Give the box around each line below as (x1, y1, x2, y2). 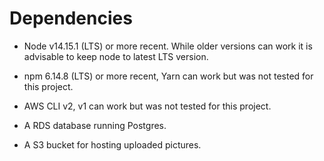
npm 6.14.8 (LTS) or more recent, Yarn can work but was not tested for (23, 70, 314, 82)
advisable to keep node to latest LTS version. (23, 50, 209, 62)
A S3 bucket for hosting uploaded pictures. (23, 138, 202, 151)
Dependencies (9, 7, 133, 30)
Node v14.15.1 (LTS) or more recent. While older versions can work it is (23, 40, 313, 52)
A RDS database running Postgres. (23, 119, 167, 131)
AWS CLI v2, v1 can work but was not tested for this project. (23, 100, 272, 112)
